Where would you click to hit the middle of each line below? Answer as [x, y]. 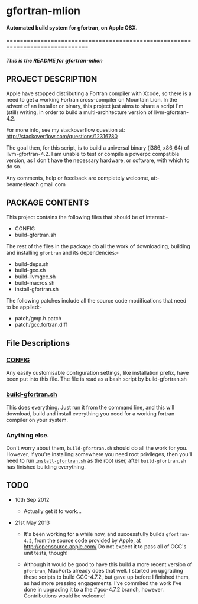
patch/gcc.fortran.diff [41, 324]
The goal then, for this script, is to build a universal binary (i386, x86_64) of [98, 147]
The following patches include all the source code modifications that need [96, 300]
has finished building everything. [46, 467]
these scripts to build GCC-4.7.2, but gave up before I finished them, [107, 577]
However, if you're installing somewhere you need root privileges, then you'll [99, 454]
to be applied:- [24, 307]
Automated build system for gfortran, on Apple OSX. [72, 27]
